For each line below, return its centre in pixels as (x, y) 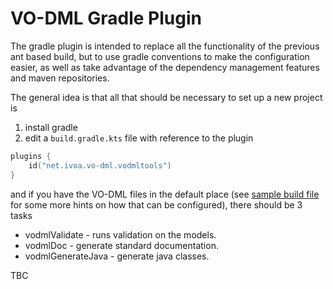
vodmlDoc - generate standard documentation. (121, 245)
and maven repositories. (60, 78)
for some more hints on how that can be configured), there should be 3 (156, 204)
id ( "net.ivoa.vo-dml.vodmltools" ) (100, 165)
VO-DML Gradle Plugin (106, 18)
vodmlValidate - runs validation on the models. (120, 234)
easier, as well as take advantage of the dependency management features (165, 67)
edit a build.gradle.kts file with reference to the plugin (139, 138)
